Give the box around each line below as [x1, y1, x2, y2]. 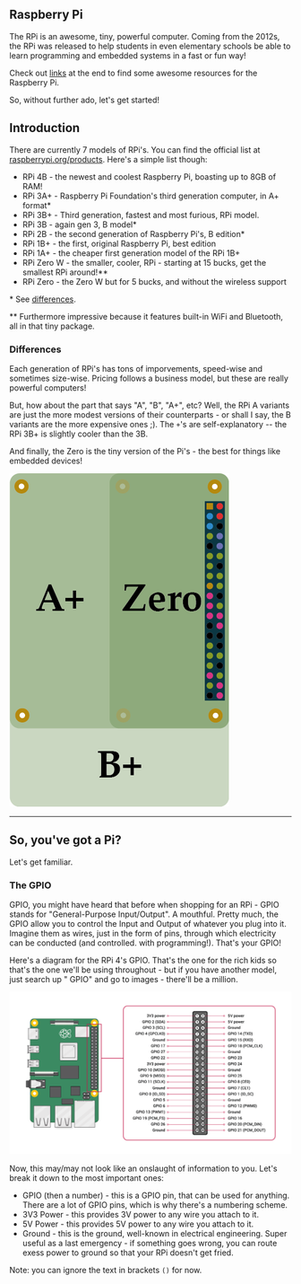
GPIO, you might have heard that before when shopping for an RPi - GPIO [9, 900, 279, 910]
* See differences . [9, 294, 76, 304]
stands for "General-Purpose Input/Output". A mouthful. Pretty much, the [9, 909, 279, 919]
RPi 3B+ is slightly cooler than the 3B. [9, 428, 149, 439]
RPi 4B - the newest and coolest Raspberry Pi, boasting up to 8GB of [21, 171, 276, 182]
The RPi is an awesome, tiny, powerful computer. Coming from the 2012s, [9, 31, 280, 41]
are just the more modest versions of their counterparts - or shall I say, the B [9, 409, 291, 420]
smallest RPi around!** [21, 267, 108, 277]
